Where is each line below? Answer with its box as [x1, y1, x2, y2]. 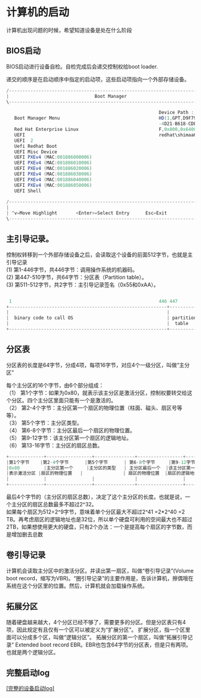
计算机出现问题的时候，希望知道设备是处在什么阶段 [6, 26, 132, 34]
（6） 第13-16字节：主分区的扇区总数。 [6, 442, 103, 449]
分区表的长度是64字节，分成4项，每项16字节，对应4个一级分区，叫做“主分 [6, 361, 190, 368]
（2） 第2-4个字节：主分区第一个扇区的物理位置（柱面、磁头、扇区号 [6, 404, 178, 411]
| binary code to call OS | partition [6, 315, 197, 321]
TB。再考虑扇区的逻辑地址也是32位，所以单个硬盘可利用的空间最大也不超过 [6, 516, 193, 523]
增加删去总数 [11, 531, 43, 538]
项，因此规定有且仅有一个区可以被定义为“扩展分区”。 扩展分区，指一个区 [6, 626, 185, 633]
